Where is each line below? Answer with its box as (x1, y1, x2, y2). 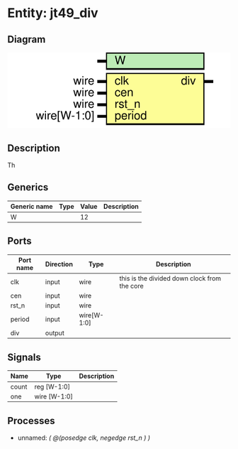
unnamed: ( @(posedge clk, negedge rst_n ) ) (17, 433, 151, 442)
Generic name (10, 202, 53, 211)
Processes (7, 414, 55, 427)
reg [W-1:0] (34, 382, 71, 391)
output (45, 328, 65, 337)
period (10, 315, 30, 323)
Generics (7, 181, 49, 193)
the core (119, 281, 144, 290)
